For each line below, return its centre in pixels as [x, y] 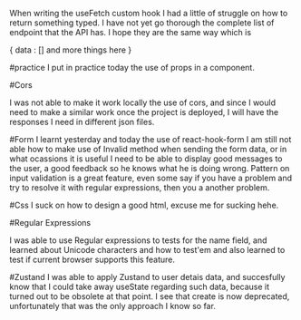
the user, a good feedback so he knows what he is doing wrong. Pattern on [150, 168]
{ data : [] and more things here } [71, 50]
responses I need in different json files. [82, 122]
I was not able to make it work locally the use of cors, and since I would [143, 102]
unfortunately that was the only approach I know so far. [112, 306]
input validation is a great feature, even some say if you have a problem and [151, 178]
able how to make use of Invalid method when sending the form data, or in [148, 149]
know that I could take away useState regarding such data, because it [140, 286]
